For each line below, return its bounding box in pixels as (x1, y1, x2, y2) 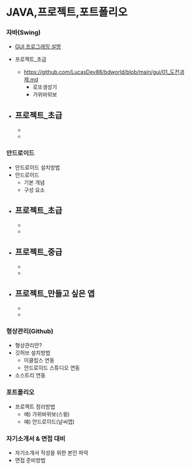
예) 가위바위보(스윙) (23, 410, 70, 417)
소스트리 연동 (14, 372, 46, 379)
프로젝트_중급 (14, 247, 63, 257)
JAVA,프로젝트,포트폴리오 (6, 5, 128, 19)
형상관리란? (14, 342, 42, 349)
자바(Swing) (6, 28, 41, 37)
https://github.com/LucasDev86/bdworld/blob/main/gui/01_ (23, 68, 170, 75)
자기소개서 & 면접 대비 (6, 434, 66, 443)
